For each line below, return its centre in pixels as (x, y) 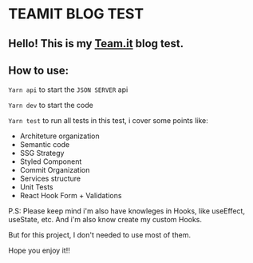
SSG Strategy (42, 153)
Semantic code (45, 145)
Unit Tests (36, 187)
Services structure (50, 179)
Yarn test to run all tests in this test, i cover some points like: (109, 121)
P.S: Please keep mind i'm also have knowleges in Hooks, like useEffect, (127, 211)
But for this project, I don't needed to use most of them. (100, 235)
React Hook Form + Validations (71, 196)
